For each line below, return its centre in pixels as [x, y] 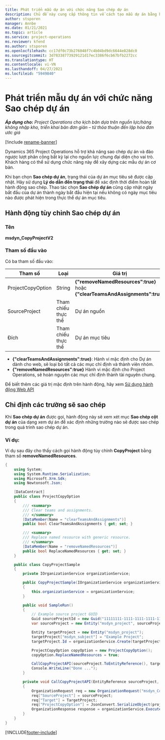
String [63, 288]
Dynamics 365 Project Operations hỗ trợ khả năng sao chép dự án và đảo [79, 151]
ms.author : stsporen [26, 46]
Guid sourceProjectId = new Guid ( [67, 619]
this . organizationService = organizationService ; [83, 592]
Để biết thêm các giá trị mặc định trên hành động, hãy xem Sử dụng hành [79, 384]
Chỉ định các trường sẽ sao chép [55, 405]
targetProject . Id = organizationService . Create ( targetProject [96, 641]
